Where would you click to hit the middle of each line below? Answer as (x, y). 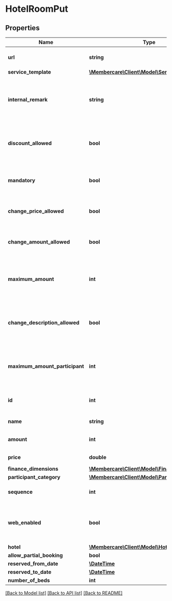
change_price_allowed (36, 211)
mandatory (22, 180)
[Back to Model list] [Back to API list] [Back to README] (64, 593)
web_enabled (25, 523)
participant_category (34, 477)
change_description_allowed (44, 323)
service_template (29, 72)
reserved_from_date (33, 564)
